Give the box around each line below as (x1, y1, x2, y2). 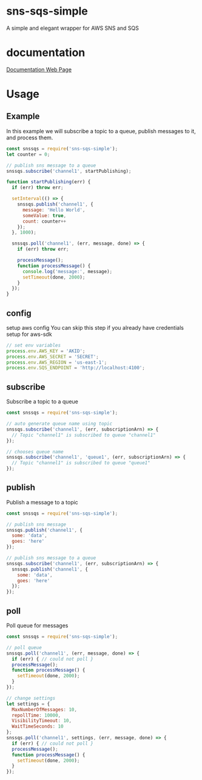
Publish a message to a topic (6, 498, 79, 506)
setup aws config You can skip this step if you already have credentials (6, 324, 184, 331)
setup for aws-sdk (6, 330, 53, 338)
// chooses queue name (6, 448, 64, 454)
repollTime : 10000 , (12, 712, 61, 719)
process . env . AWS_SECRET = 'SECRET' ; (6, 353, 99, 360)
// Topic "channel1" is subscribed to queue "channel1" (12, 432, 156, 438)
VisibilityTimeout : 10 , (12, 718, 72, 724)
